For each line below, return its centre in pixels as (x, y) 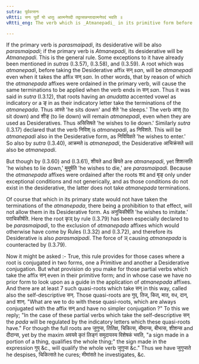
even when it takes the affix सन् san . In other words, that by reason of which (99, 77)
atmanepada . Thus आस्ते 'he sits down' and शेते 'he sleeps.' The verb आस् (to (98, 110)
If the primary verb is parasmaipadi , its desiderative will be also (84, 45)
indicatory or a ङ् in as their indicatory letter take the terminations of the (94, 103)
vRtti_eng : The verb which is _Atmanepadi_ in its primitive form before (99, 23)
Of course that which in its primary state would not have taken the (87, 200)
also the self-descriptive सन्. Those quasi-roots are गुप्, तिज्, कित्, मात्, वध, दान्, (97, 295)
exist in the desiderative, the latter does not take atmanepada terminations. (98, 188)
